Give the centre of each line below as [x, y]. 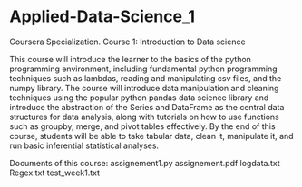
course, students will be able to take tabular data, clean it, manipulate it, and [151, 136]
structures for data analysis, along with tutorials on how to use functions [144, 117]
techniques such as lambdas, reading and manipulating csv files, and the [146, 78]
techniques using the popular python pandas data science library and [139, 98]
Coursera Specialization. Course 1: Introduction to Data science [128, 42]
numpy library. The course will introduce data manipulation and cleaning [144, 88]
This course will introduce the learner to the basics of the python [131, 59]
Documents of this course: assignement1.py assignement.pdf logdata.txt [145, 163]
